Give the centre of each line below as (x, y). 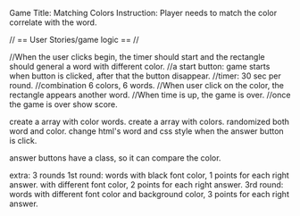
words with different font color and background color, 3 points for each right (150, 194)
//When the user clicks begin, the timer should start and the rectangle (137, 57)
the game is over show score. (63, 104)
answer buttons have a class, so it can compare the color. (115, 158)
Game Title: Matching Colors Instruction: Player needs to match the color (143, 13)
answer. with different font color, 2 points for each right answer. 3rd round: (146, 185)
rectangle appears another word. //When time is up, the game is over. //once (150, 95)
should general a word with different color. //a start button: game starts (140, 66)
